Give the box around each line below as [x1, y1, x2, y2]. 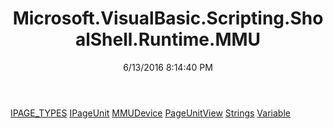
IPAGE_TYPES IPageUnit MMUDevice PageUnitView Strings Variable [10, 107, 291, 119]
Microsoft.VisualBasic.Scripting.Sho [12, 7, 324, 30]
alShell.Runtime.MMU [74, 28, 262, 51]
